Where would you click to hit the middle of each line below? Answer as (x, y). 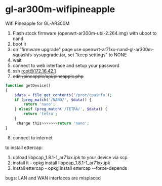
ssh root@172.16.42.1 (34, 71)
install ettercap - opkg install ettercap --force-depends (70, 168)
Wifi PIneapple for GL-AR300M (37, 23)
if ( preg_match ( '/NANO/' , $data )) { (53, 100)
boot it (19, 44)
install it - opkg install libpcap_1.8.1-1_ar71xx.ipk (61, 163)
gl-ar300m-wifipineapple (60, 9)
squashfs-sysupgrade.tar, (39, 55)
